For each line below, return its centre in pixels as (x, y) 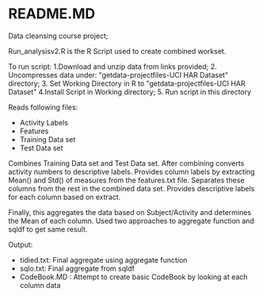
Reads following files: (43, 107)
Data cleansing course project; (58, 36)
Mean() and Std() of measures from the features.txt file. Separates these (126, 180)
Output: (21, 244)
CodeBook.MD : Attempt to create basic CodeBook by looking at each (133, 277)
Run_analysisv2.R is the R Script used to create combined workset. (117, 51)
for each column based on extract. (65, 197)
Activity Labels (44, 122)
